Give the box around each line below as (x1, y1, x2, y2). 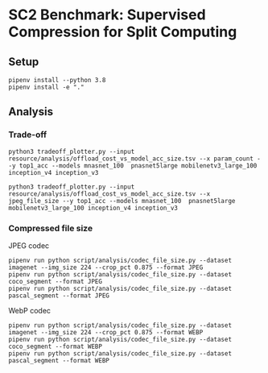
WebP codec (8, 305, 51, 315)
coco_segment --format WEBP (8, 342, 103, 350)
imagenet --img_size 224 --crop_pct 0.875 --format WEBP (8, 328, 204, 336)
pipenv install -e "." (8, 83, 85, 91)
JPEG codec (8, 240, 50, 251)
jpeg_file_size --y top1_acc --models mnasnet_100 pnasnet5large (8, 197, 236, 205)
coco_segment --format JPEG (8, 277, 103, 285)
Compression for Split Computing (8, 23, 237, 41)
